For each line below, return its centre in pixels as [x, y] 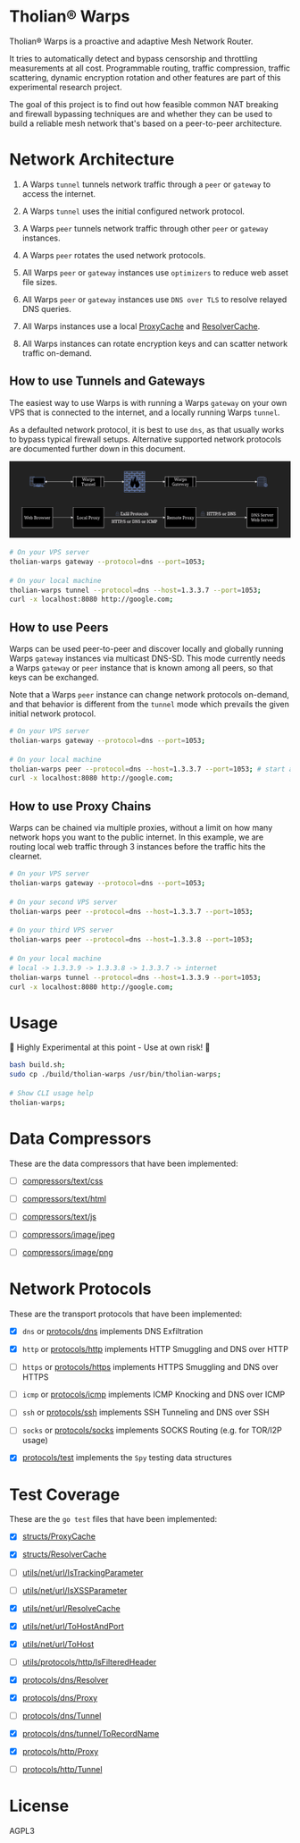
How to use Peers [59, 627]
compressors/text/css [62, 1180]
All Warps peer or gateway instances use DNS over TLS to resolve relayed [154, 299]
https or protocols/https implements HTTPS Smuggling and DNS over [150, 1367]
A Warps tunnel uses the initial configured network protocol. [133, 211]
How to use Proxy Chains [80, 806]
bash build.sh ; [37, 1065]
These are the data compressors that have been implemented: [124, 1163]
